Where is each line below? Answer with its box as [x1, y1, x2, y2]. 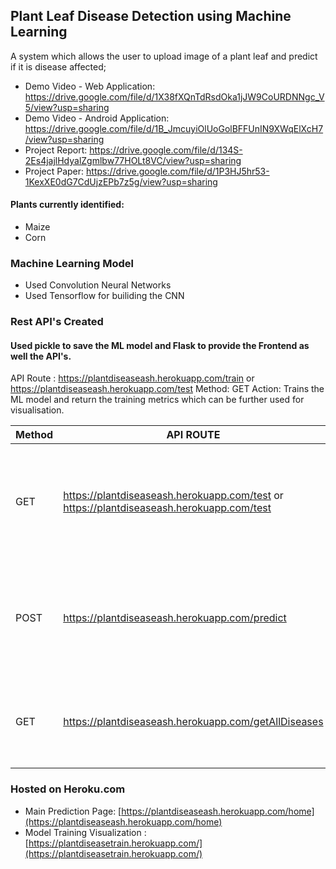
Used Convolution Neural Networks [24, 279, 172, 291]
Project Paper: [24, 165, 85, 177]
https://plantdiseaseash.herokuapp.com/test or [63, 489, 284, 503]
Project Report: [24, 144, 88, 156]
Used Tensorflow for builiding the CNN [24, 290, 185, 302]
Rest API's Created [10, 315, 104, 329]
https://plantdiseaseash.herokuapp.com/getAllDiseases [63, 715, 324, 729]
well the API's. [10, 350, 72, 362]
